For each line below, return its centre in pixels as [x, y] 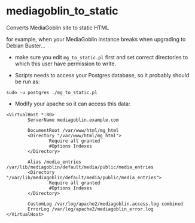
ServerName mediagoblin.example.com [73, 120]
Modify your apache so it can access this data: [72, 104]
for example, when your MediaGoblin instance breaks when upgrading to [96, 39]
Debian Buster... [26, 46]
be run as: [27, 82]
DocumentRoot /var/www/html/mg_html [73, 130]
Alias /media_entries [55, 162]
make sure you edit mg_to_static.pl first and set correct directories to [101, 57]
